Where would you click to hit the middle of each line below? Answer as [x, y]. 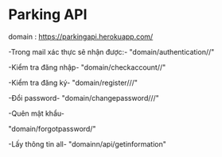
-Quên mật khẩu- [37, 113]
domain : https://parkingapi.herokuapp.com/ [81, 36]
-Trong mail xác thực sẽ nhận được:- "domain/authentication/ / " [111, 52]
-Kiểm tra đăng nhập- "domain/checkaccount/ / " [87, 67]
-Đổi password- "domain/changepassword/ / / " [84, 98]
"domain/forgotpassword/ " [53, 128]
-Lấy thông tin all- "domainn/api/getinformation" [88, 144]
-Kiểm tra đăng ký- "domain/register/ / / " [73, 82]
